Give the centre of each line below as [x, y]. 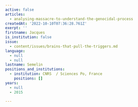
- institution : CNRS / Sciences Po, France [56, 74]
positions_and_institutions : [35, 70]
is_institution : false [28, 37]
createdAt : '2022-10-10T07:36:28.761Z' [46, 23]
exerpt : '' [16, 28]
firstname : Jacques [25, 33]
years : [12, 83]
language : [15, 51]
